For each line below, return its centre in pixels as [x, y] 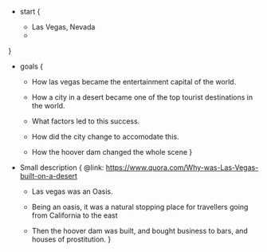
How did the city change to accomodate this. [105, 136]
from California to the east [75, 215]
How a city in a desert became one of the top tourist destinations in [142, 97]
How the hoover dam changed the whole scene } [112, 152]
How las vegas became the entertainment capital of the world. [134, 82]
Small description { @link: [62, 167]
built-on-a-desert [49, 176]
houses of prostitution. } [71, 239]
